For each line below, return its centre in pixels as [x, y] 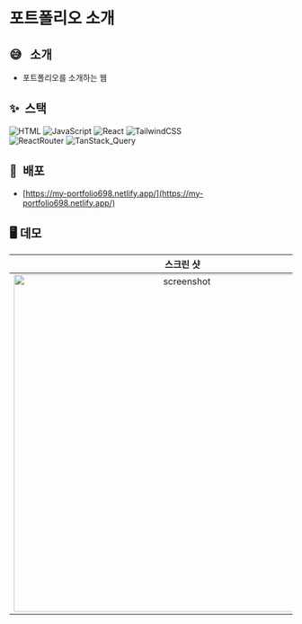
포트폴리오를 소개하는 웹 [65, 78]
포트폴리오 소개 [62, 18]
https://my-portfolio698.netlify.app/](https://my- [115, 193]
